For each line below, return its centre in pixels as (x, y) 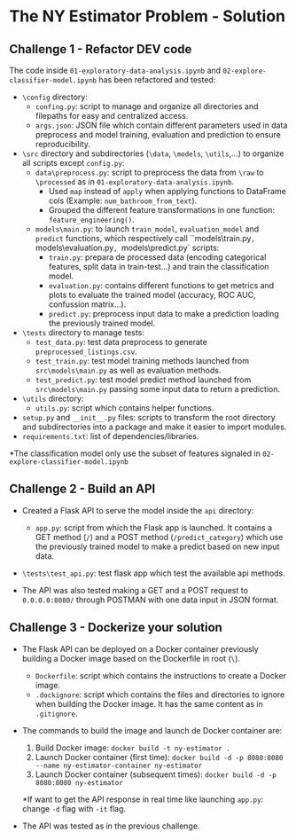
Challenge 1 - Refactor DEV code (101, 49)
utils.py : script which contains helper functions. (125, 408)
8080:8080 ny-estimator (79, 782)
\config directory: (55, 97)
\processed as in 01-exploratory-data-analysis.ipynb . (135, 182)
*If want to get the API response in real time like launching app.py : (143, 799)
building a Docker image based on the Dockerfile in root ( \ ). (131, 658)
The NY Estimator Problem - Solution (148, 16)
